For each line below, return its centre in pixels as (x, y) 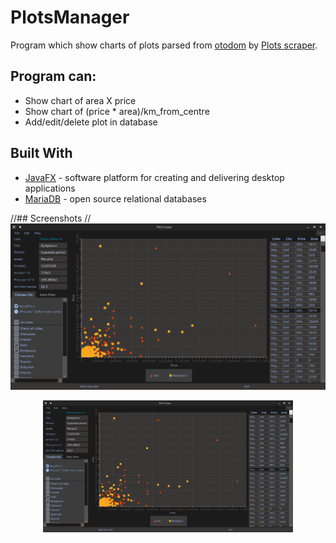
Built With (41, 153)
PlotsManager (70, 17)
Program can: (53, 76)
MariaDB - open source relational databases (115, 198)
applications (50, 188)
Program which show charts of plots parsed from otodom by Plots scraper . (164, 45)
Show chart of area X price (80, 100)
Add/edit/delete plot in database (91, 122)
